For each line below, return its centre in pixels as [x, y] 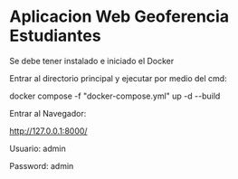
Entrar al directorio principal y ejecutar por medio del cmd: [119, 78]
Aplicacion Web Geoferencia [119, 17]
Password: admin [42, 165]
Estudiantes [55, 36]
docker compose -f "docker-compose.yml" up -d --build [115, 96]
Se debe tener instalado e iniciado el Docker [92, 61]
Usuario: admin [38, 148]
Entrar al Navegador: [48, 113]
